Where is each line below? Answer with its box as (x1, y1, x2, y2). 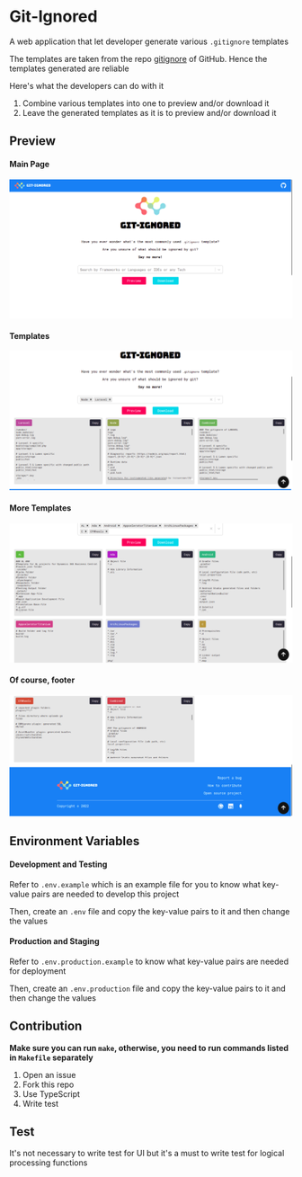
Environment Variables (9, 834, 140, 849)
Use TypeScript (22, 1088, 81, 1099)
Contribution (9, 1019, 83, 1034)
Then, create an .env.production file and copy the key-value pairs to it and (9, 983, 286, 994)
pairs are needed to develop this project (31, 888, 180, 899)
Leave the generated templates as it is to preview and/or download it (22, 107, 277, 118)
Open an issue (22, 1069, 76, 1080)
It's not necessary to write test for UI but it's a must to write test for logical (9, 1148, 285, 1159)
